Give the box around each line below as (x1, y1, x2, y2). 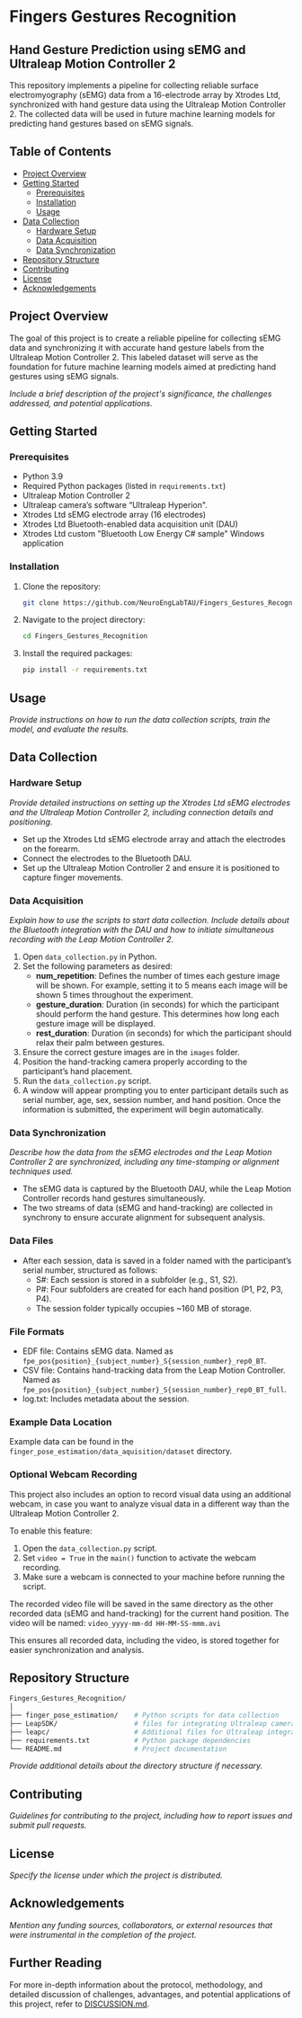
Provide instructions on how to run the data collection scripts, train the (9, 715, 271, 725)
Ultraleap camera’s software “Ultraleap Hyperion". (22, 500, 209, 511)
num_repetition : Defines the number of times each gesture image (35, 971, 280, 982)
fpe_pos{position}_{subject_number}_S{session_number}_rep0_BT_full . (22, 1383, 288, 1394)
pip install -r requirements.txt (22, 665, 148, 675)
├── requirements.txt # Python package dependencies (9, 1736, 252, 1745)
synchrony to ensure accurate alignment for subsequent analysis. (22, 1212, 265, 1223)
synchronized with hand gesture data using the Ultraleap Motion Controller (9, 99, 287, 110)
